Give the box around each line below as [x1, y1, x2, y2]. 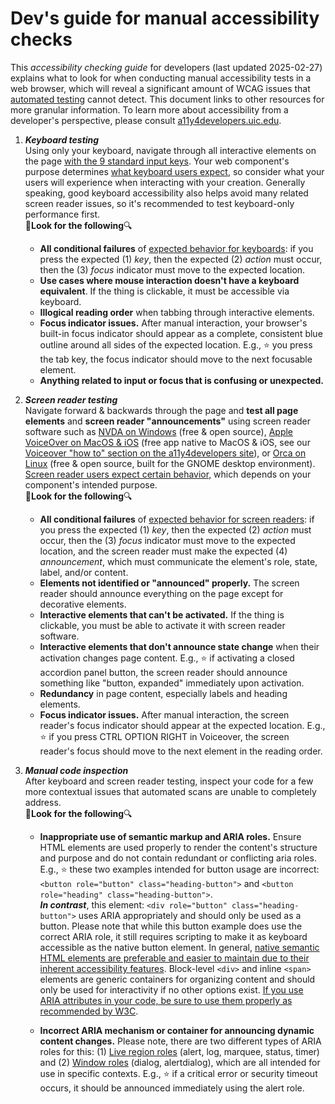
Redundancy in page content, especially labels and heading [39, 687, 288, 699]
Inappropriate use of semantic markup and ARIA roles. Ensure [39, 830, 302, 842]
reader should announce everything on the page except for [39, 587, 284, 599]
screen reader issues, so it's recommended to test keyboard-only [24, 197, 295, 209]
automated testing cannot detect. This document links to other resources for [10, 93, 325, 105]
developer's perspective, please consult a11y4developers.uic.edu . [10, 114, 282, 126]
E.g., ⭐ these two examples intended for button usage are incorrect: [39, 863, 320, 875]
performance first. [24, 208, 101, 220]
